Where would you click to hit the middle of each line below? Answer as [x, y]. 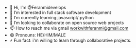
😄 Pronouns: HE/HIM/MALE [38, 35]
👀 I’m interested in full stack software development [60, 12]
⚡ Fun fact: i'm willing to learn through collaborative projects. [70, 40]
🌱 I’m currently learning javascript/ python [51, 18]
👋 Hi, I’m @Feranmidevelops [38, 7]
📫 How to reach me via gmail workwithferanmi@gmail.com [69, 28]
